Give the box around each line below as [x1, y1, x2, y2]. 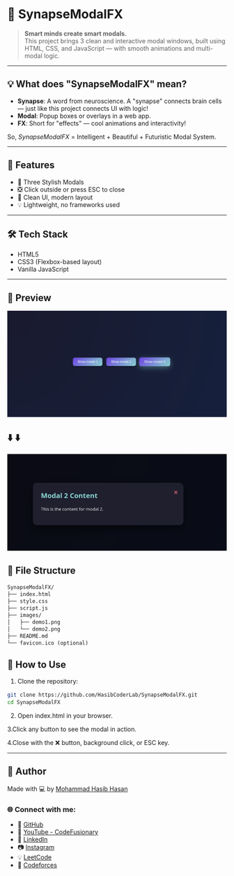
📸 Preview [7, 292, 52, 304]
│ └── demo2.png [7, 626, 61, 633]
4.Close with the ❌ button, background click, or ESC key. [7, 738, 170, 746]
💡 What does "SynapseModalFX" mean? [7, 78, 187, 90]
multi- [196, 44, 214, 52]
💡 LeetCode [17, 853, 52, 861]
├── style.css [7, 598, 49, 605]
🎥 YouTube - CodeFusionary [17, 827, 99, 836]
